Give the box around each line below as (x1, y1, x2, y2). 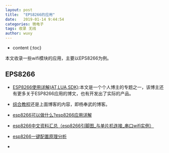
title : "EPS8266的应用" (5, 12, 55, 17)
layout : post (5, 7, 33, 13)
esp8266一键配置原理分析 (12, 133, 67, 139)
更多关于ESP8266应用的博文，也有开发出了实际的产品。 (17, 90, 134, 96)
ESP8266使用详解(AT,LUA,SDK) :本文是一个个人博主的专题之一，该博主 (12, 84, 160, 90)
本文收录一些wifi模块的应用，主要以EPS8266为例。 (5, 55, 112, 61)
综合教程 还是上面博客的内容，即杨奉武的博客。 (12, 101, 110, 107)
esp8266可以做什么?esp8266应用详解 (12, 112, 92, 118)
